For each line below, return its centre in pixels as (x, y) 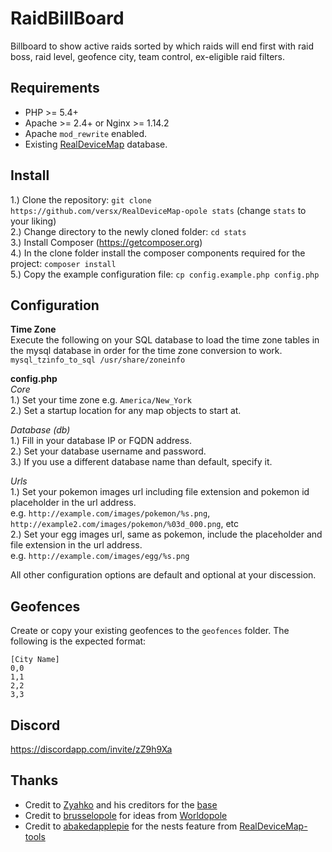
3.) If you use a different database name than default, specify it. (141, 462)
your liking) (33, 221)
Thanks (34, 780)
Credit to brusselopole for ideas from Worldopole (126, 815)
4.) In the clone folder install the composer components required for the (158, 253)
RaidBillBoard (67, 18)
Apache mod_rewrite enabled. (86, 133)
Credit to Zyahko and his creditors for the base (121, 804)
